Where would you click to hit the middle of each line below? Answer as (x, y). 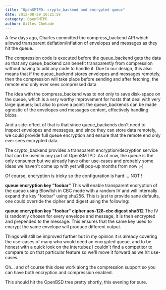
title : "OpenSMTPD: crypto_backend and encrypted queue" (65, 10)
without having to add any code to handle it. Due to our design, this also (79, 69)
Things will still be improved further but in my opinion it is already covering (81, 236)
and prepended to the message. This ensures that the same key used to (79, 221)
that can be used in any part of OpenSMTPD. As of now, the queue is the (79, 156)
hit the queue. (19, 48)
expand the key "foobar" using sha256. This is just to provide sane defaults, (83, 196)
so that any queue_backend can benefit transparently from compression (79, 63)
